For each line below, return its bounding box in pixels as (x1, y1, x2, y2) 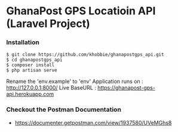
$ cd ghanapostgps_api (6, 57, 63, 63)
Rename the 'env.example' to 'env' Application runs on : (6, 78, 143, 85)
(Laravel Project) (6, 17, 91, 30)
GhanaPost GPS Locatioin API (6, 4, 156, 18)
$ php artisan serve (6, 67, 58, 73)
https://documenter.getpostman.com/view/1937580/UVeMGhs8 (14, 119, 172, 126)
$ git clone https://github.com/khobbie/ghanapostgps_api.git (6, 52, 164, 58)
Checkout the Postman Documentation (6, 106, 121, 114)
